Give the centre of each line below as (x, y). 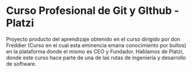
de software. (21, 64)
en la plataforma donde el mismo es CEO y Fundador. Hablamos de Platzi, (95, 51)
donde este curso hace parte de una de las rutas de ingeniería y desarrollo (96, 57)
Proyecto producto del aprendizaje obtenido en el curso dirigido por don (93, 39)
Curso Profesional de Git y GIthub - (93, 11)
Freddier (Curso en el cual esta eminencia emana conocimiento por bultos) (96, 45)
